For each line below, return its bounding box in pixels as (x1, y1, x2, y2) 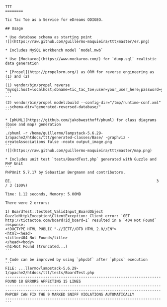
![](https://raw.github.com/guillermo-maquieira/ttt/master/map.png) (5, 148, 153, 153)
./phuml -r (5, 131, 28, 136)
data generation (5, 61, 39, 66)
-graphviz (105, 135, 126, 140)
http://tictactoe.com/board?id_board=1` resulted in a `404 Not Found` (5, 218, 157, 223)
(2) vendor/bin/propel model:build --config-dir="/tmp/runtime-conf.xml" (5, 100, 162, 105)
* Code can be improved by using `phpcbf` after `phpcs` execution (5, 257, 148, 262)
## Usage (5, 26, 23, 31)
